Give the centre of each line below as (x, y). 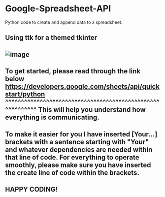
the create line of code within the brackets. (72, 173)
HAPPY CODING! (32, 189)
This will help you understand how (92, 110)
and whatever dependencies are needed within (79, 149)
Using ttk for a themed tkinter (51, 38)
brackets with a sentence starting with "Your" (77, 142)
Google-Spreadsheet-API (58, 9)
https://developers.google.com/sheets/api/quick (82, 87)
